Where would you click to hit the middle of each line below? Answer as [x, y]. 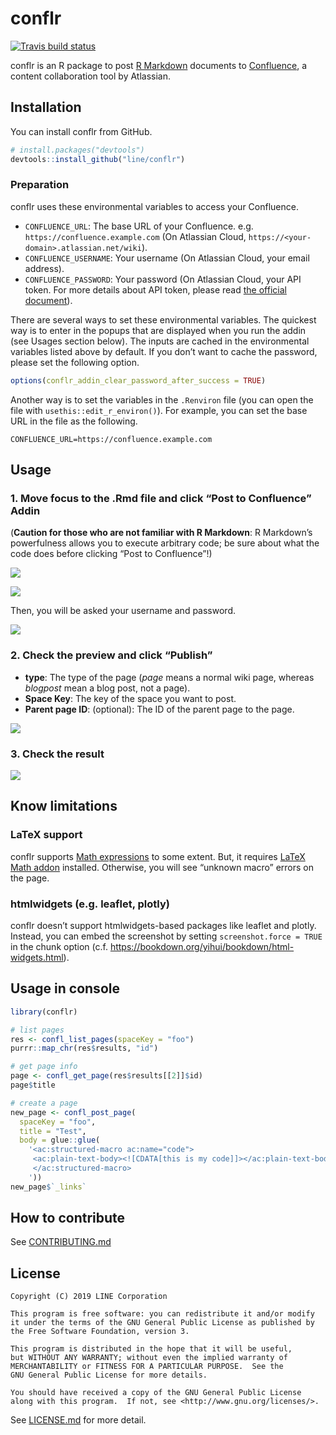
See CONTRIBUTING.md [61, 1242]
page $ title [33, 1085]
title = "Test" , [53, 1131]
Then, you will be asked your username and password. [123, 611]
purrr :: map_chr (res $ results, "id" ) [84, 1048]
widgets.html [37, 957]
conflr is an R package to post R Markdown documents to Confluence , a [159, 65]
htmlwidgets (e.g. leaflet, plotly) [90, 904]
